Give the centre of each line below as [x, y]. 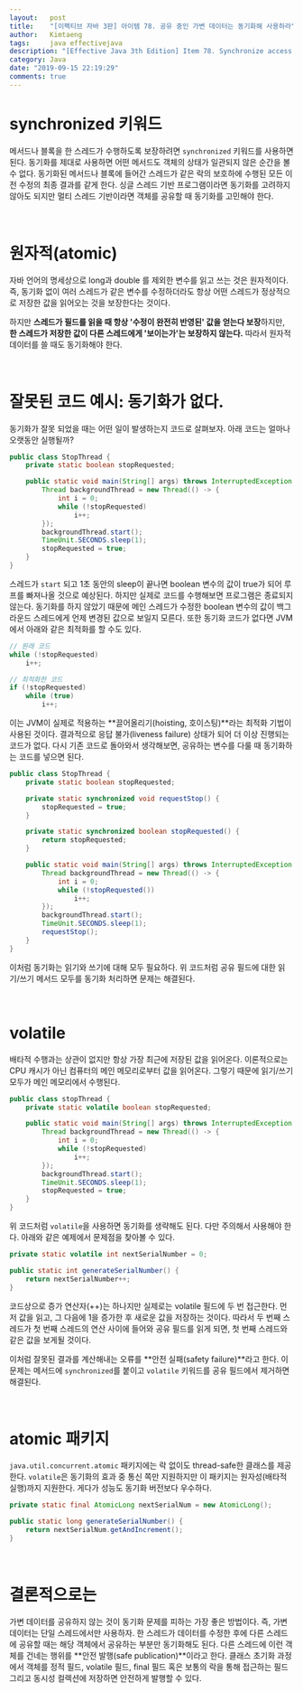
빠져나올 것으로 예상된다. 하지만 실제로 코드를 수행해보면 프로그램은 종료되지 [160, 595]
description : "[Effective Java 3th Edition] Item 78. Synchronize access [151, 51]
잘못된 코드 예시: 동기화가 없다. [117, 402]
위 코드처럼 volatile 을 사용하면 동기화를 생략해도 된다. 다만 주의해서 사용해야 [146, 1226]
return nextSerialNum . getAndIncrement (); [104, 1530]
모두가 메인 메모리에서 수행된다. [65, 1081]
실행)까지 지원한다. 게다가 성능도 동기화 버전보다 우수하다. [110, 1488]
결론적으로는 [53, 1595]
